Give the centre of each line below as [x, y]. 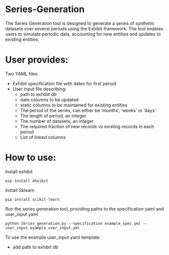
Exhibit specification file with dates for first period [64, 83]
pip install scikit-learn [32, 199]
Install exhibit [19, 171]
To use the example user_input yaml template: [53, 237]
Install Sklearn [20, 190]
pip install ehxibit [27, 181]
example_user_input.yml [55, 228]
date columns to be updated [49, 99]
